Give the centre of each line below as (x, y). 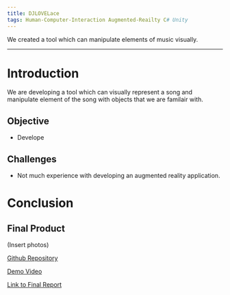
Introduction (43, 73)
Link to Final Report (35, 285)
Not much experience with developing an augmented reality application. (118, 176)
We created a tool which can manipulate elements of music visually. (103, 39)
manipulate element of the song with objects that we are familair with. (105, 99)
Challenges (32, 159)
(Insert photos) (28, 245)
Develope (30, 138)
